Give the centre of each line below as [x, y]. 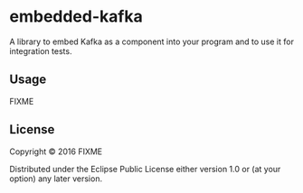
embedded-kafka [76, 17]
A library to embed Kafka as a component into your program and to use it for [151, 41]
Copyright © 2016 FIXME [56, 152]
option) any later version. [56, 179]
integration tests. [41, 51]
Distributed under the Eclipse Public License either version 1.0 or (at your [145, 169]
